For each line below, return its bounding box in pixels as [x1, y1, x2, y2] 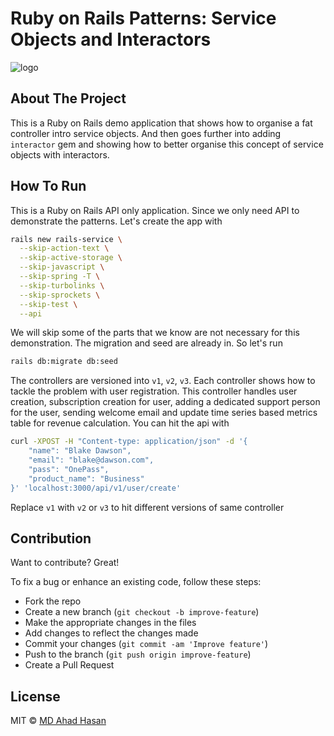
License [10, 688, 61, 705]
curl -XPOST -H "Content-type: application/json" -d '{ [10, 437, 248, 447]
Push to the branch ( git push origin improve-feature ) [24, 648, 252, 661]
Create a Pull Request [24, 659, 115, 671]
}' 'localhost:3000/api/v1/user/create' [10, 483, 182, 493]
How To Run [10, 178, 87, 195]
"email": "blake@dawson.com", [28, 455, 155, 466]
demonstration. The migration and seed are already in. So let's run [10, 337, 283, 349]
